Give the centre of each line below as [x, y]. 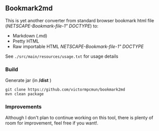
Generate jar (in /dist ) [28, 80]
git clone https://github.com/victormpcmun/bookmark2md [65, 90]
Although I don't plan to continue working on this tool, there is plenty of [79, 118]
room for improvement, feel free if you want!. [52, 123]
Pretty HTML [26, 41]
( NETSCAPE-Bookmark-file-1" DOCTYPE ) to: [52, 26]
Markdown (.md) [30, 35]
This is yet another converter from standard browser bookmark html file [80, 20]
